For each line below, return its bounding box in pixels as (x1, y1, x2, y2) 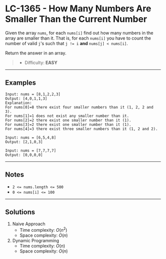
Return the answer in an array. (5, 50, 67, 56)
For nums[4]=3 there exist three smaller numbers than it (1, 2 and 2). (5, 126, 158, 131)
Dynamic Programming (12, 238, 59, 244)
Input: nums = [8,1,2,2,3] (5, 92, 61, 97)
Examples (5, 79, 36, 87)
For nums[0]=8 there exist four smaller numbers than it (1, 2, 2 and (5, 104, 154, 109)
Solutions (5, 207, 36, 216)
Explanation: (5, 100, 32, 105)
